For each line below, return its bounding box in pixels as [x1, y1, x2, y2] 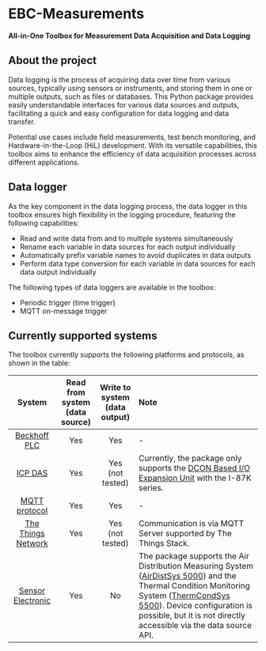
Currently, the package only [138, 452, 242, 464]
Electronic [13, 595, 51, 606]
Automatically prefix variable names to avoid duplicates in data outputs [19, 250, 252, 259]
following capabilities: [8, 218, 79, 228]
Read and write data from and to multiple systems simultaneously [19, 233, 234, 243]
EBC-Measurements [8, 5, 145, 23]
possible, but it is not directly [138, 610, 245, 621]
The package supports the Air [138, 551, 249, 562]
